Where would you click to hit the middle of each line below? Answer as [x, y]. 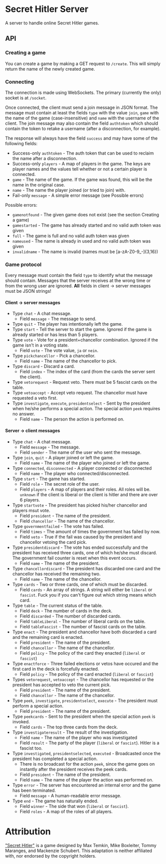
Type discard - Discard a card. [44, 366]
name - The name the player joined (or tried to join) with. [69, 190]
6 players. [30, 500]
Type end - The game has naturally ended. [55, 801]
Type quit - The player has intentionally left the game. [67, 324]
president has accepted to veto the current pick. [61, 685]
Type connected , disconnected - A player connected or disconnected [82, 468]
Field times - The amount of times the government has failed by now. [90, 531]
